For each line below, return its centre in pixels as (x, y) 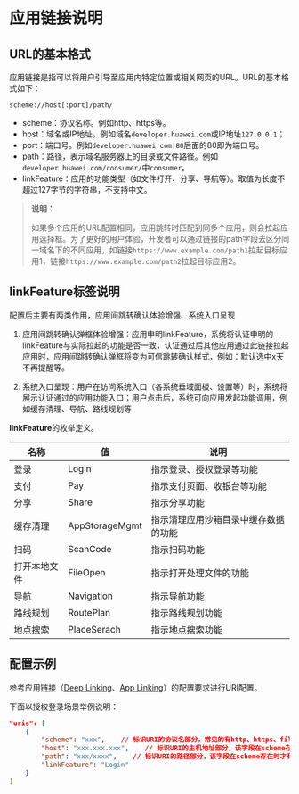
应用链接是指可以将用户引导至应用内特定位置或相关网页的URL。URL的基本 (145, 77)
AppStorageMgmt (105, 525)
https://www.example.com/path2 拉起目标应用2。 (153, 261)
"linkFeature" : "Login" (85, 765)
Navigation (91, 596)
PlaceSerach (95, 629)
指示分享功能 (178, 502)
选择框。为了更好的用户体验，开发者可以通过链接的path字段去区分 (160, 239)
